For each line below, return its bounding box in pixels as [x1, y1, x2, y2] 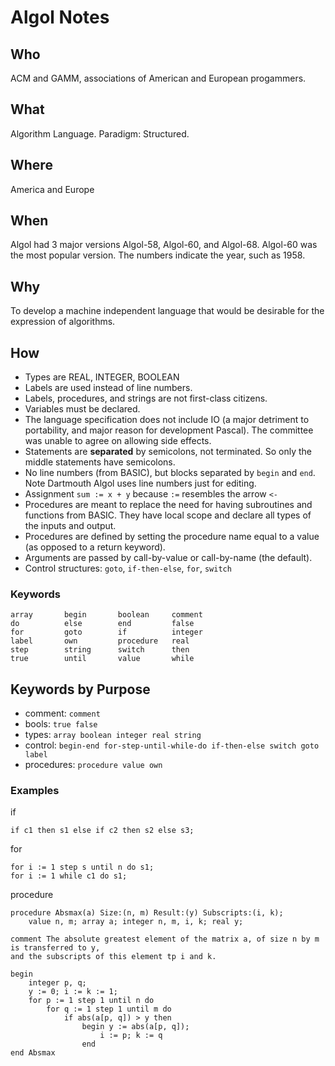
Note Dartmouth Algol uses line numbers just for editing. [24, 477, 257, 490]
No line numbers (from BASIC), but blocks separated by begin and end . [24, 467, 316, 479]
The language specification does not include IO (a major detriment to [24, 414, 310, 426]
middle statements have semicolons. [24, 456, 176, 468]
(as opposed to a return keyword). [24, 541, 166, 553]
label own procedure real [10, 636, 190, 646]
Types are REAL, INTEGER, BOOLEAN [24, 371, 180, 383]
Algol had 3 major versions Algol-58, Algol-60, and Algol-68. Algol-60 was [10, 239, 318, 251]
